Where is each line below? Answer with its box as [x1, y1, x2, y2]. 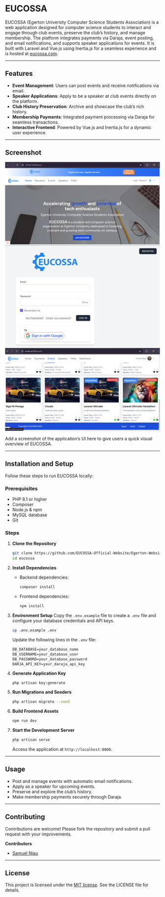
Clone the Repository [12, 541, 56, 547]
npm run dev [12, 718, 37, 723]
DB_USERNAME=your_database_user [12, 651, 79, 657]
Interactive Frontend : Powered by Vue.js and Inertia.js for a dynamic [12, 124, 152, 130]
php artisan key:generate [12, 680, 65, 685]
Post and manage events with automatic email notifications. [12, 778, 133, 784]
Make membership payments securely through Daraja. [12, 794, 122, 800]
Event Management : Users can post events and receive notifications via [12, 82, 159, 89]
